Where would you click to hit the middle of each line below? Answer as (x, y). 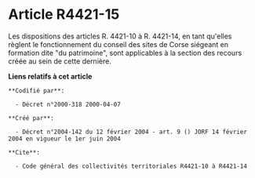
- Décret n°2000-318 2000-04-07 (68, 104)
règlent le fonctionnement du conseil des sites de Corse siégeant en (118, 44)
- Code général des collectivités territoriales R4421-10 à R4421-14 (131, 166)
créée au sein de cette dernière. (60, 61)
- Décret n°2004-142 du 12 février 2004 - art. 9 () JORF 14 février (131, 132)
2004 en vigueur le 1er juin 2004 (65, 139)
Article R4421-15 (64, 15)
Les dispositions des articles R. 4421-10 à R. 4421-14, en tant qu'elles (120, 36)
